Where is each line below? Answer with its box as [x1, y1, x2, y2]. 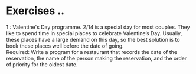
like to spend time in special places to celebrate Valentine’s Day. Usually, [6, 29, 182, 36]
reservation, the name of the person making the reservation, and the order [6, 55, 187, 62]
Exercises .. [6, 4, 65, 18]
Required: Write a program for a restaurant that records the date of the [6, 48, 178, 55]
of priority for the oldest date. [6, 60, 78, 68]
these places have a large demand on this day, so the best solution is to [6, 36, 180, 43]
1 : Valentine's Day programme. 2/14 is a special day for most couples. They [6, 23, 190, 31]
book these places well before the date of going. [6, 42, 124, 49]
